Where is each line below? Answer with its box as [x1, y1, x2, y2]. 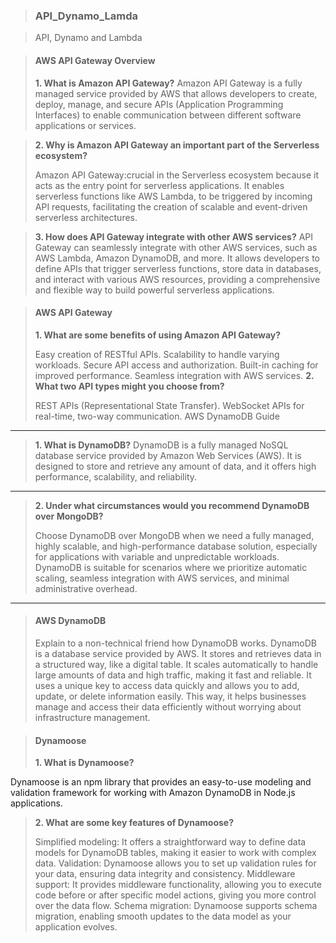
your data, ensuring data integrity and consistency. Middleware [34, 868, 296, 880]
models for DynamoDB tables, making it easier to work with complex [34, 847, 317, 859]
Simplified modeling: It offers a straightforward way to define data [34, 836, 307, 848]
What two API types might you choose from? [34, 380, 225, 392]
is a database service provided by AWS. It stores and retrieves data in [34, 647, 322, 659]
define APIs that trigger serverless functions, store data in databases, [34, 262, 322, 274]
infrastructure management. [34, 711, 151, 723]
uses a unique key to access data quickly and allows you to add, [34, 679, 300, 691]
